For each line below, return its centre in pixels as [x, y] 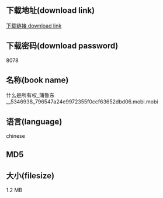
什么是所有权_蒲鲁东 [30, 95]
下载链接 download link [34, 26]
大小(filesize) [30, 176]
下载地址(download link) [51, 11]
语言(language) [34, 121]
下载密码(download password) [62, 46]
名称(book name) [37, 80]
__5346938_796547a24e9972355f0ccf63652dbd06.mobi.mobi [82, 102]
